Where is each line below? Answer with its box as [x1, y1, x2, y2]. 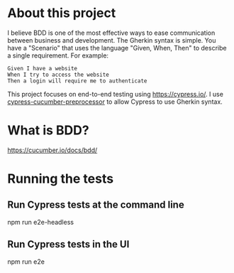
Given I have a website [7, 65, 78, 72]
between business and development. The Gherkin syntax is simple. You [7, 36, 216, 44]
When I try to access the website [7, 71, 110, 78]
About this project [7, 5, 116, 21]
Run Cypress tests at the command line [7, 199, 184, 211]
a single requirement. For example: [7, 51, 108, 60]
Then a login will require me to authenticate [7, 77, 147, 85]
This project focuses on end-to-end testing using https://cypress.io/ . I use [7, 90, 223, 98]
